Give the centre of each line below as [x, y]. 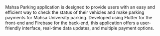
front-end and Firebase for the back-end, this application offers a [72, 23]
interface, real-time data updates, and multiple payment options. [88, 28]
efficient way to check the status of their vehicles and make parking [75, 12]
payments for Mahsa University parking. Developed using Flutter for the [79, 18]
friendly [13, 28]
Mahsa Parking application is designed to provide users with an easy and [80, 7]
